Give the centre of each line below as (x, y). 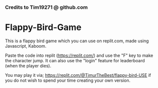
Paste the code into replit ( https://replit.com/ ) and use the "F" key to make (79, 55)
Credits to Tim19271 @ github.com (46, 7)
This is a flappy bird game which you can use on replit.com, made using (77, 41)
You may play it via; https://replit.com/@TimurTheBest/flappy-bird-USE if (78, 75)
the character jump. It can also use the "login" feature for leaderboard (75, 60)
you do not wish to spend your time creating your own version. (68, 80)
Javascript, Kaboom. (26, 46)
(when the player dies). (28, 66)
